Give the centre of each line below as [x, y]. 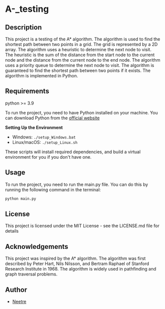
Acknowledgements [37, 247]
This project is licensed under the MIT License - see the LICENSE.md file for [82, 226]
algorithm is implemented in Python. [42, 76]
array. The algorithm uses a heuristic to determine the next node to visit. [78, 50]
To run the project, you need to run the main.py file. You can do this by [77, 184]
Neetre [19, 301]
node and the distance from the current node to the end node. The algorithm [83, 60]
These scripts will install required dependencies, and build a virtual [73, 152]
